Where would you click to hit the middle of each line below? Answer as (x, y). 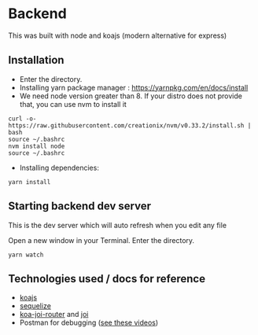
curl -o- (22, 119)
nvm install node (37, 146)
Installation (36, 60)
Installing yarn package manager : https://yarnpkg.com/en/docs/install (134, 87)
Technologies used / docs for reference (107, 279)
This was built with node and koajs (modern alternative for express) (118, 35)
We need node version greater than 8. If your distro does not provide (131, 96)
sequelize (35, 306)
